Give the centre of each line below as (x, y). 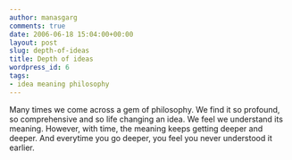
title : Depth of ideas (51, 59)
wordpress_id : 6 (39, 68)
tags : (19, 76)
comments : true (38, 26)
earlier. (22, 147)
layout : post (33, 42)
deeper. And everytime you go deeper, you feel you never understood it (141, 138)
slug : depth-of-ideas (50, 51)
